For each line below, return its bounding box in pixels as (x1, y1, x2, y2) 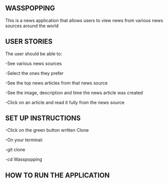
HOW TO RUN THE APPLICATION (5, 171, 110, 179)
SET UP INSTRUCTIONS (5, 114, 81, 123)
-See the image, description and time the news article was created (5, 89, 143, 96)
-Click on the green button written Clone (5, 127, 89, 133)
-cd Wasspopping (5, 156, 43, 162)
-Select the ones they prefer (5, 70, 64, 76)
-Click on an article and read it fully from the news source (5, 99, 125, 105)
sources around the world (5, 23, 59, 29)
